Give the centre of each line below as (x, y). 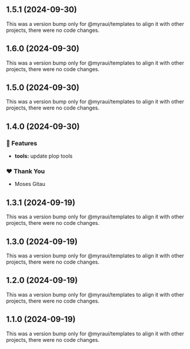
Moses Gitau (30, 184)
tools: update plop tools (43, 156)
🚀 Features (22, 143)
